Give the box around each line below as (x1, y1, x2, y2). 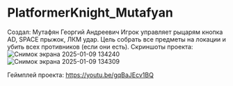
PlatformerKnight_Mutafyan (7, 5, 174, 21)
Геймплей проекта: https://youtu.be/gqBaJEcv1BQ (7, 71, 154, 79)
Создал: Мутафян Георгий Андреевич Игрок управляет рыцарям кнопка (7, 28, 223, 36)
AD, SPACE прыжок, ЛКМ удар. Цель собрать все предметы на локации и (7, 35, 226, 43)
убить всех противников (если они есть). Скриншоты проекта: (7, 42, 193, 51)
